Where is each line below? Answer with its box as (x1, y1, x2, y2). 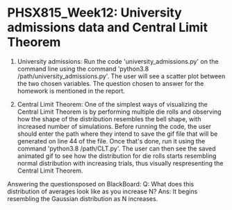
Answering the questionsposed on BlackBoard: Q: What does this (7, 180, 194, 188)
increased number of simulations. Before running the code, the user (17, 122, 212, 130)
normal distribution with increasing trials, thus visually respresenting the (17, 159, 224, 167)
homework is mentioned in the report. (17, 87, 125, 95)
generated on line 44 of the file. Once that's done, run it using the (17, 137, 206, 145)
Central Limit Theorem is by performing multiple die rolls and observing (17, 107, 222, 116)
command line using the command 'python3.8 (17, 64, 149, 73)
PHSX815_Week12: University (7, 5, 182, 21)
